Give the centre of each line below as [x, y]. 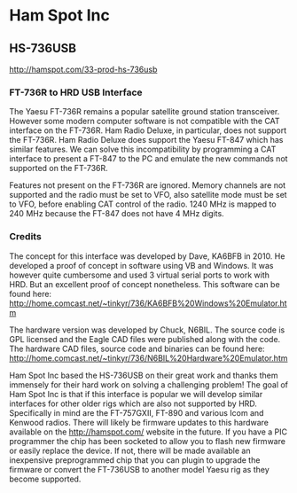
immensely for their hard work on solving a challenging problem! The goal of [149, 384]
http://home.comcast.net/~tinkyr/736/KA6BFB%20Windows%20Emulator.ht [148, 303]
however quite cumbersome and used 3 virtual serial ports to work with [140, 275]
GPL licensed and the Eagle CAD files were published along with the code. [145, 339]
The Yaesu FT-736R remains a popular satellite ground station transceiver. [145, 112]
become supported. [45, 479]
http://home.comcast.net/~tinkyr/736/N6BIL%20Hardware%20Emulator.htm [148, 358]
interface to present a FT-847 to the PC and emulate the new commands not [148, 159]
